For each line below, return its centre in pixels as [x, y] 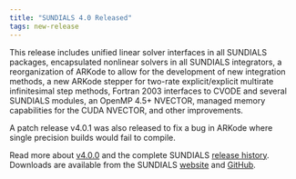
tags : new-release [44, 26]
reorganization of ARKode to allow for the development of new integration [148, 71]
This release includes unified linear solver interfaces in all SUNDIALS [138, 52]
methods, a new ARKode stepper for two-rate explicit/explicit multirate [142, 81]
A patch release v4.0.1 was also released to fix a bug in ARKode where [141, 127]
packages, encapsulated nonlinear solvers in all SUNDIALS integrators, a [146, 62]
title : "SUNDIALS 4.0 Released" [71, 18]
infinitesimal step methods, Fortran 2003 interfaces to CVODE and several [148, 91]
